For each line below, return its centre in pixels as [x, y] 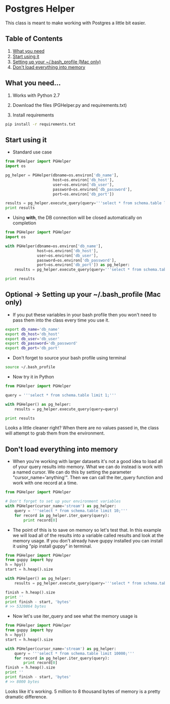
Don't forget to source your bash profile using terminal [69, 358]
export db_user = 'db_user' [32, 339]
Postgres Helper [40, 9]
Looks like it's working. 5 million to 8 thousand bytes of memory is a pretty [83, 691]
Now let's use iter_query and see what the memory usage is [75, 616]
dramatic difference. [26, 696]
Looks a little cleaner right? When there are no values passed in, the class [82, 428]
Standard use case [32, 152]
